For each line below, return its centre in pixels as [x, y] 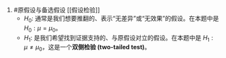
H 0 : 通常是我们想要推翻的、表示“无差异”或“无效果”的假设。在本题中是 [121, 19]
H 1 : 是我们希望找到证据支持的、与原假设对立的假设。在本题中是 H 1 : [118, 38]
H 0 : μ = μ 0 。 [43, 29]
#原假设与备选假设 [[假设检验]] [57, 10]
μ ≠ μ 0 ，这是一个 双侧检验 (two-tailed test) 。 [87, 48]
